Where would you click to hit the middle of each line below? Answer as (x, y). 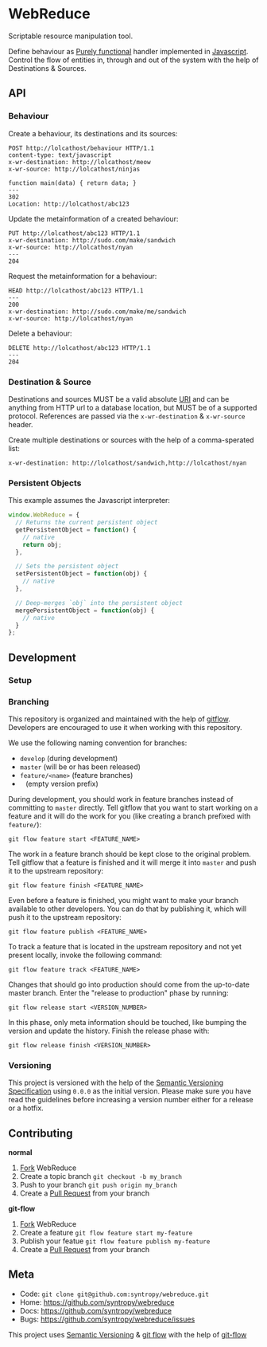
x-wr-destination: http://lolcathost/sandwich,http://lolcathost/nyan (128, 463)
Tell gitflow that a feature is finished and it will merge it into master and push (132, 862)
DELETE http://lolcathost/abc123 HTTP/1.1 (79, 348)
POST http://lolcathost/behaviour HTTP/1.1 (81, 148)
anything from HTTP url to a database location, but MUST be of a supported (133, 407)
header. (21, 424)
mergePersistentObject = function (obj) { (85, 611)
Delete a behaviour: (41, 333)
